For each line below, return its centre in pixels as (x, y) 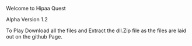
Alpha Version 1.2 (27, 19)
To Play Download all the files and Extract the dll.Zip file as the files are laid (96, 30)
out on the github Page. (34, 37)
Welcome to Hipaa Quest (36, 8)
